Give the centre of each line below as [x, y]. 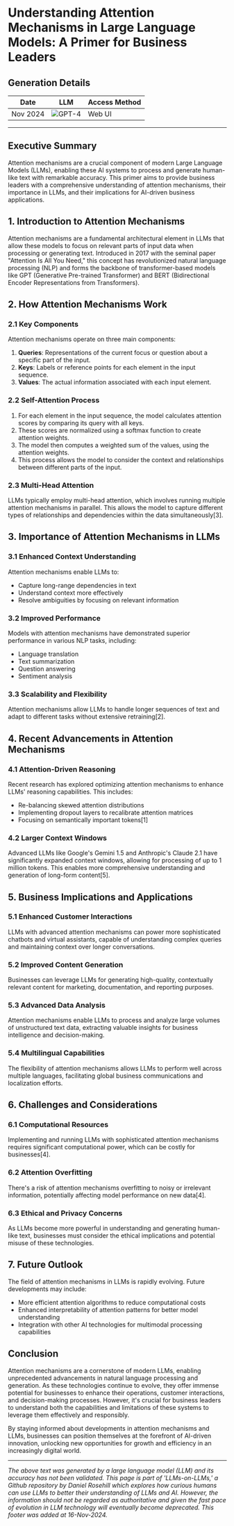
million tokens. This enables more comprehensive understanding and [107, 868]
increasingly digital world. [45, 1450]
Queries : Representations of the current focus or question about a [112, 353]
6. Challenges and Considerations [83, 1105]
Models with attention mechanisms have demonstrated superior [99, 633]
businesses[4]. [29, 1154]
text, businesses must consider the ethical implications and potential [117, 1236]
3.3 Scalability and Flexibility [58, 694]
